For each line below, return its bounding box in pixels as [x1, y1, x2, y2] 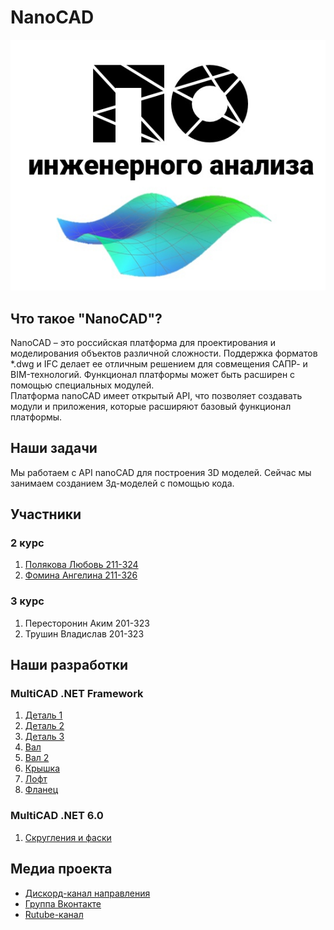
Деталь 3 [24, 731, 65, 743]
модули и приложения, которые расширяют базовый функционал [10, 400, 292, 412]
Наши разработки [10, 657, 129, 674]
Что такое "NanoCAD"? [10, 310, 163, 327]
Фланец [24, 784, 59, 796]
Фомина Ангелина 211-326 [24, 569, 138, 581]
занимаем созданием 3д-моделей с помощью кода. [10, 477, 235, 489]
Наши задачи [10, 440, 98, 457]
